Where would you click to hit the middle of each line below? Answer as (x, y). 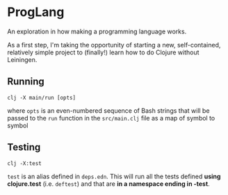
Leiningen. (22, 59)
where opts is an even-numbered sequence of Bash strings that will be (108, 110)
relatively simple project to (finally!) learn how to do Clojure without (103, 52)
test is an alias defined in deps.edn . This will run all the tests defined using (114, 176)
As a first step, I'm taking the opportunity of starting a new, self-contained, (114, 45)
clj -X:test (24, 163)
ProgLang (36, 12)
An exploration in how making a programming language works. (97, 31)
